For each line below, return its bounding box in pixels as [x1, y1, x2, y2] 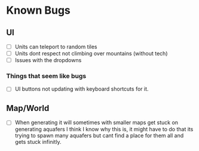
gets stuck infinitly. [14, 138, 62, 146]
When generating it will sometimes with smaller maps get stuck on [14, 119, 178, 126]
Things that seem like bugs [6, 72, 87, 81]
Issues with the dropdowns [14, 57, 82, 64]
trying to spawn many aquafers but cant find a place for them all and [14, 132, 184, 139]
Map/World [6, 103, 50, 113]
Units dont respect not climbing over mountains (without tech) [14, 50, 168, 57]
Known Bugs [6, 4, 71, 17]
